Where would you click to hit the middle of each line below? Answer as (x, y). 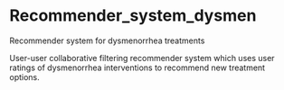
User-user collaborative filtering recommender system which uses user (142, 58)
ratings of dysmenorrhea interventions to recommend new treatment (137, 67)
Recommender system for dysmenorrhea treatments (107, 40)
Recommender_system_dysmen (133, 16)
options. (25, 76)
